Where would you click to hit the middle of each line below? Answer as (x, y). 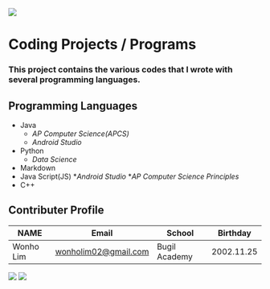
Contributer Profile (56, 211)
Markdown (38, 167)
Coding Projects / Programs (102, 45)
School (180, 233)
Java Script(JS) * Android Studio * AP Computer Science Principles (129, 176)
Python (32, 151)
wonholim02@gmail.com (102, 251)
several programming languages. (74, 80)
